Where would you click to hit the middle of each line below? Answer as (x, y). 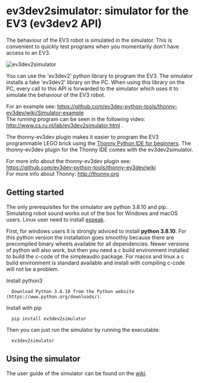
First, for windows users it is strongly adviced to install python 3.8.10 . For (96, 231)
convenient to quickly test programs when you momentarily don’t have (93, 46)
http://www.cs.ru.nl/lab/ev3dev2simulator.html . (65, 125)
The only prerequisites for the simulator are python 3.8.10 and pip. (87, 207)
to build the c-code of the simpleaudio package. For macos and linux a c (95, 256)
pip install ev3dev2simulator (49, 319)
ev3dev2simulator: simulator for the (97, 11)
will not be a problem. (33, 269)
